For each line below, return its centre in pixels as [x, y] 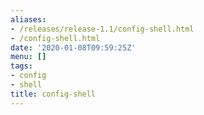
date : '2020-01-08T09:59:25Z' [73, 47]
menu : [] [28, 57]
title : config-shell [53, 94]
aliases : [28, 19]
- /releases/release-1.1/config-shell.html [102, 29]
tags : [21, 66]
